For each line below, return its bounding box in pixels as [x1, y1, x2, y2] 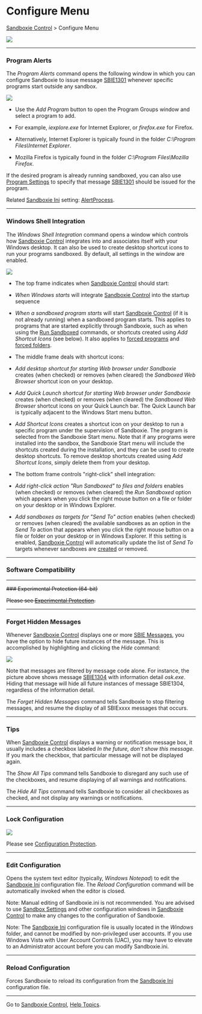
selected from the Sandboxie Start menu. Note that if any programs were [14, 433, 195, 440]
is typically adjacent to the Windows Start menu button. [14, 409, 153, 416]
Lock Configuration [6, 815, 64, 823]
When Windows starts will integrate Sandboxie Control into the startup [14, 291, 189, 298]
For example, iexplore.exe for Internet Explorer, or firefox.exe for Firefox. [14, 124, 194, 131]
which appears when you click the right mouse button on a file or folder [14, 495, 192, 502]
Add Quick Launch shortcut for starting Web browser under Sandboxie [14, 389, 191, 397]
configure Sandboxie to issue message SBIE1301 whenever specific [6, 77, 174, 84]
